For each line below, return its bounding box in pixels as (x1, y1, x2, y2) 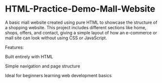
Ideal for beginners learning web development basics (5, 72, 112, 78)
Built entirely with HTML (5, 53, 54, 59)
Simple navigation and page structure (5, 63, 80, 69)
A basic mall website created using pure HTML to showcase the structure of (5, 19, 158, 25)
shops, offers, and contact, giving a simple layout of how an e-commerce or (5, 30, 157, 35)
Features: (5, 44, 24, 50)
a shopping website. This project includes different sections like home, (5, 24, 147, 30)
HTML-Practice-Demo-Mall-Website (5, 3, 156, 15)
